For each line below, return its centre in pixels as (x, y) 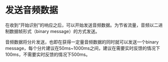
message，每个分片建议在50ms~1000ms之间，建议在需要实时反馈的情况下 (83, 48)
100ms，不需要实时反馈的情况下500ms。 (48, 54)
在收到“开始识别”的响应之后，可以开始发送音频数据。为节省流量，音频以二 (82, 25)
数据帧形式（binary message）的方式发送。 (55, 31)
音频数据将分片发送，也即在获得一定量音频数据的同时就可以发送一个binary (82, 42)
